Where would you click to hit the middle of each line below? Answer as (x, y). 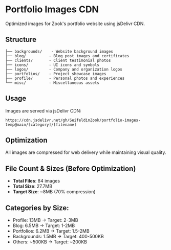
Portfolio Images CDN (52, 9)
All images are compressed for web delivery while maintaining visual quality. (86, 152)
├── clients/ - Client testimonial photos (58, 60)
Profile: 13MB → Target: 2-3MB (45, 220)
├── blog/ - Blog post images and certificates (67, 56)
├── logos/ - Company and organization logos (64, 69)
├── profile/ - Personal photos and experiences (65, 78)
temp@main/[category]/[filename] (41, 124)
